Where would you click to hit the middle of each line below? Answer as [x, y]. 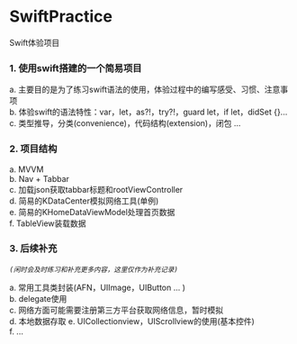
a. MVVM [27, 169]
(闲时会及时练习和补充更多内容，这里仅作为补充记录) [94, 269]
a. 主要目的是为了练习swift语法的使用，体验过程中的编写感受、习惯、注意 [145, 90]
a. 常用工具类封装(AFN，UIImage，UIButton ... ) [98, 287]
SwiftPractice [61, 17]
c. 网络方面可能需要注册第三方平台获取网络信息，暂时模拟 [116, 310]
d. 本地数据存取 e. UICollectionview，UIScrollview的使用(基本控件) [132, 321]
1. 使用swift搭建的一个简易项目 [76, 68]
